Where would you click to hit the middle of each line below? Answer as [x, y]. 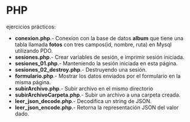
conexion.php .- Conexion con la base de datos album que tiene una [99, 38]
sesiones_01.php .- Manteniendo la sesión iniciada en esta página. [96, 63]
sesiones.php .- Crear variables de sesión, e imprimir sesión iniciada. [99, 57]
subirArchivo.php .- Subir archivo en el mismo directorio [84, 88]
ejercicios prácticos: [31, 27]
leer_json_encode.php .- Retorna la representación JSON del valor [96, 107]
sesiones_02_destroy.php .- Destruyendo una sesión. [81, 69]
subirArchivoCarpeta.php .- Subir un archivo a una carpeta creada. [97, 95]
